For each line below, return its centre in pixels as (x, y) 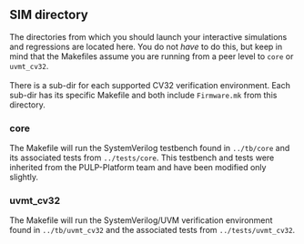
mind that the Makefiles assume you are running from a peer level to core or (152, 56)
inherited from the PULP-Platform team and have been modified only (138, 168)
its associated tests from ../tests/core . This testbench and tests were (142, 158)
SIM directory (49, 15)
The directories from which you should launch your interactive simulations (148, 36)
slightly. (24, 178)
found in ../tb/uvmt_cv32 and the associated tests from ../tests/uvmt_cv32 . (152, 230)
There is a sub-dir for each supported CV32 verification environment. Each (150, 85)
